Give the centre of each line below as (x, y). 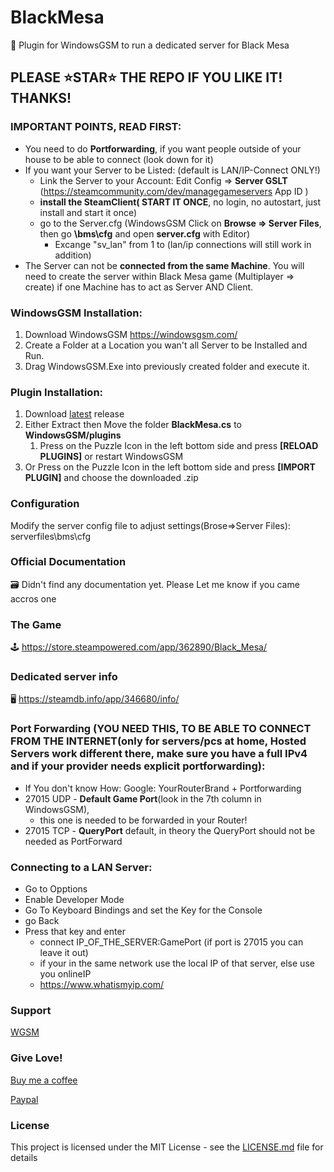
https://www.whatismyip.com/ (102, 984)
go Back (42, 920)
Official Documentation (68, 562)
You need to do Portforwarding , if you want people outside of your (163, 148)
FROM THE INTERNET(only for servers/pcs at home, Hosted (158, 741)
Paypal (24, 1099)
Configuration (45, 504)
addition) (73, 255)
